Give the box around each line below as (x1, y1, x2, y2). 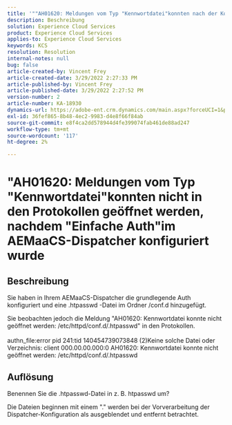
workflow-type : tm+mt (7, 126, 70, 133)
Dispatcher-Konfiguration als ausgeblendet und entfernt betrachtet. (7, 410, 199, 418)
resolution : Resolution (7, 49, 76, 56)
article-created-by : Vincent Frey (7, 68, 107, 75)
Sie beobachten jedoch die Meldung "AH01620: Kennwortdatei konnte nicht (7, 314, 222, 323)
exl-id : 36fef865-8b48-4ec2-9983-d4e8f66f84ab (7, 113, 144, 120)
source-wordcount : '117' (7, 132, 79, 139)
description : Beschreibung (7, 17, 85, 23)
